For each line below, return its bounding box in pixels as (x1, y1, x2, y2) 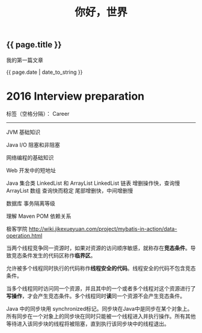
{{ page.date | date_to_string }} (6, 68, 83, 76)
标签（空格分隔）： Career (6, 110, 70, 117)
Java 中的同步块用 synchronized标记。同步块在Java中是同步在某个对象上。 (6, 305, 193, 312)
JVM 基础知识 (6, 128, 41, 136)
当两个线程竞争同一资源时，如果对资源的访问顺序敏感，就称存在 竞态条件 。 (6, 244, 191, 251)
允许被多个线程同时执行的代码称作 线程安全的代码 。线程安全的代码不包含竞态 (6, 265, 196, 272)
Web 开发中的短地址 (6, 166, 56, 174)
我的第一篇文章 (6, 56, 43, 64)
